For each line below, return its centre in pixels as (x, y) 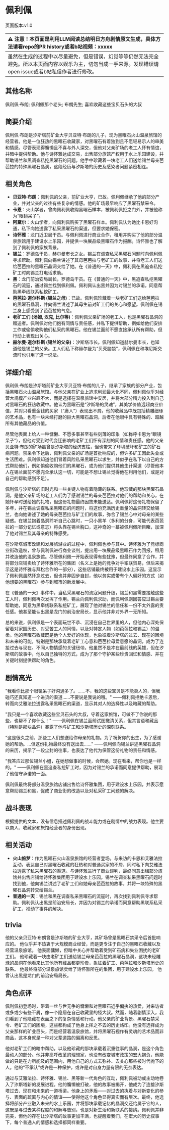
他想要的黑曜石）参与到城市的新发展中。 (47, 582)
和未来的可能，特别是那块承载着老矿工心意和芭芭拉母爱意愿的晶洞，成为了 (82, 641)
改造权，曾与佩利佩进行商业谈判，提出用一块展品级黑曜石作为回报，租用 (89, 550)
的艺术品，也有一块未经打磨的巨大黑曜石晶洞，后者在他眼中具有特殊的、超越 (84, 417)
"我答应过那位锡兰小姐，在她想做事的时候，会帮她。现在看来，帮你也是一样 (83, 761)
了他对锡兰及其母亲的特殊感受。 (38, 533)
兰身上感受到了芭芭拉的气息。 (43, 311)
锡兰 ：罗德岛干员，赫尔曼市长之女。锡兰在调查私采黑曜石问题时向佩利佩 (87, 254)
